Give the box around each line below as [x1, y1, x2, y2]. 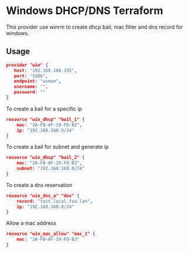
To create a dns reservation [6, 181, 73, 188]
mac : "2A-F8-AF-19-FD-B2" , [16, 122, 83, 128]
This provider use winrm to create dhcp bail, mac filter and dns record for [6, 23, 183, 30]
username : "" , [13, 84, 49, 90]
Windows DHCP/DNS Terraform [6, 4, 163, 18]
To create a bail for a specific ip [6, 105, 83, 112]
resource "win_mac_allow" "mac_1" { [6, 231, 95, 237]
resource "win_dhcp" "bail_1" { [6, 116, 85, 122]
